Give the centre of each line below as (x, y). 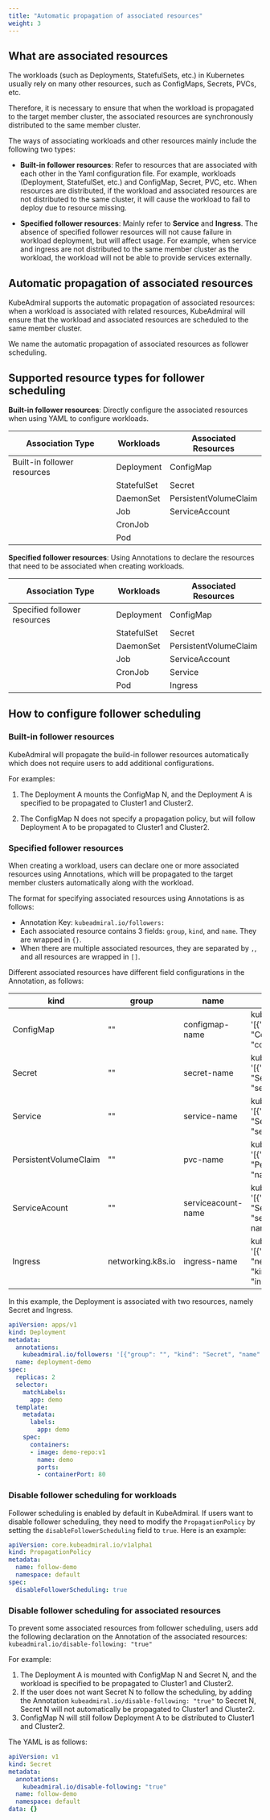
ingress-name (211, 1261)
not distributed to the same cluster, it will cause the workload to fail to (135, 199)
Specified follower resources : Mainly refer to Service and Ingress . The (139, 223)
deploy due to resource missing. (73, 208)
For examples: (32, 778)
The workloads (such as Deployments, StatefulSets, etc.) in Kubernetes (127, 75)
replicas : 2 (36, 1377)
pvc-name (204, 1160)
